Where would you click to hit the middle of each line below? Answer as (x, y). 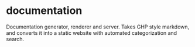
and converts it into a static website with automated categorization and (92, 32)
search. (15, 39)
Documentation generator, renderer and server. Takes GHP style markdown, (98, 27)
